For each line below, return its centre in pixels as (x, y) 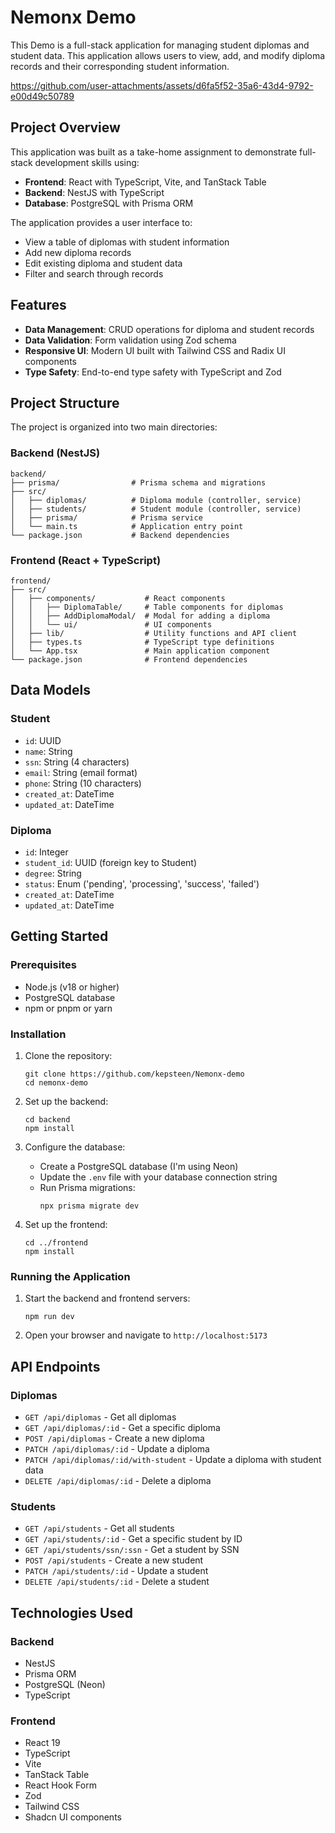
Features (38, 305)
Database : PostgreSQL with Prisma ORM (109, 203)
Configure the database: (75, 1147)
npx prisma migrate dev (89, 1206)
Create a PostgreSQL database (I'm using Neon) (139, 1166)
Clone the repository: (68, 1055)
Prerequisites (43, 965)
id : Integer (46, 852)
